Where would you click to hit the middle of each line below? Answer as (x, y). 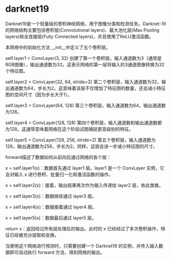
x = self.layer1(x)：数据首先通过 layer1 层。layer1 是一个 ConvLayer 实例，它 (85, 168)
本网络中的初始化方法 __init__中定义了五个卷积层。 (58, 47)
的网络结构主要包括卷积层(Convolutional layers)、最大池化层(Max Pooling (82, 30)
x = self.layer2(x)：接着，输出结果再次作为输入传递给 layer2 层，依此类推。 (84, 185)
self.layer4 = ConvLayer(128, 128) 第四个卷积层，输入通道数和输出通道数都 (84, 123)
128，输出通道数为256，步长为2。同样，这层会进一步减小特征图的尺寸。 (81, 146)
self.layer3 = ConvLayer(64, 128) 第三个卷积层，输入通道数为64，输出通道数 (86, 105)
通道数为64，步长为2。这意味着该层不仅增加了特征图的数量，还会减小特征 (88, 88)
